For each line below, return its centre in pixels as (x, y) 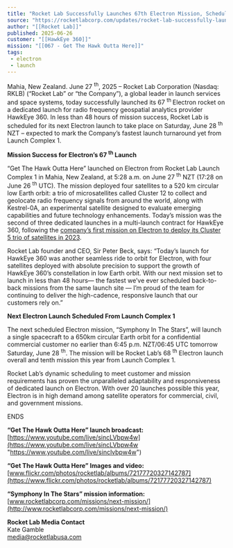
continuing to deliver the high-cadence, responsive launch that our (103, 295)
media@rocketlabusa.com (44, 537)
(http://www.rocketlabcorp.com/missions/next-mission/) (88, 509)
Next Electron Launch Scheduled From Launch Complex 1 (91, 316)
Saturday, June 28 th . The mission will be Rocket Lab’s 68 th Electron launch (115, 352)
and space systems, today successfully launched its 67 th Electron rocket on (116, 102)
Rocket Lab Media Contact (46, 522)
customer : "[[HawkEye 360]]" (49, 40)
